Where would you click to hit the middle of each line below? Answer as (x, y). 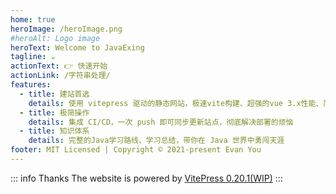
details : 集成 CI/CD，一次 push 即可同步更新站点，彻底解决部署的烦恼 (161, 122)
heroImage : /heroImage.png (66, 29)
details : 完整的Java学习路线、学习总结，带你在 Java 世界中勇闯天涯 (156, 141)
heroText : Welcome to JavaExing (77, 47)
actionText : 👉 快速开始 (59, 66)
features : (31, 85)
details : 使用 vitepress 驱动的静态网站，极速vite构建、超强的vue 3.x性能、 (176, 103)
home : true (33, 19)
